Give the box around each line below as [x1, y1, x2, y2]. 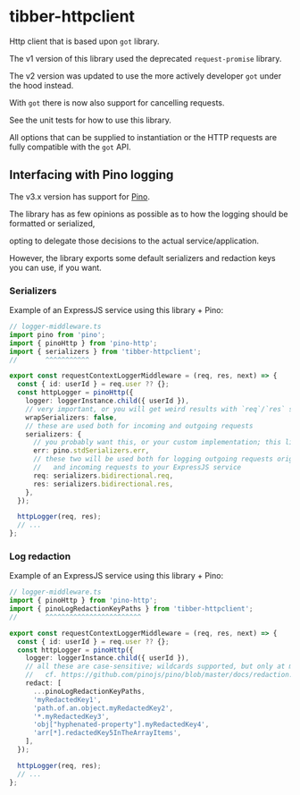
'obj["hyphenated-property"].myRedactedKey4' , [32, 720, 210, 730]
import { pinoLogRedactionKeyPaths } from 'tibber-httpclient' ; [9, 605, 254, 613]
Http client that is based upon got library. [9, 36, 160, 47]
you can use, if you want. [9, 262, 103, 273]
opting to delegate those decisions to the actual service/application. [9, 235, 260, 246]
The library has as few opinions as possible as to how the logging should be [9, 208, 288, 219]
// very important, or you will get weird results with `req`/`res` [25, 404, 286, 413]
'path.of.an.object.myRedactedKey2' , [32, 704, 174, 713]
